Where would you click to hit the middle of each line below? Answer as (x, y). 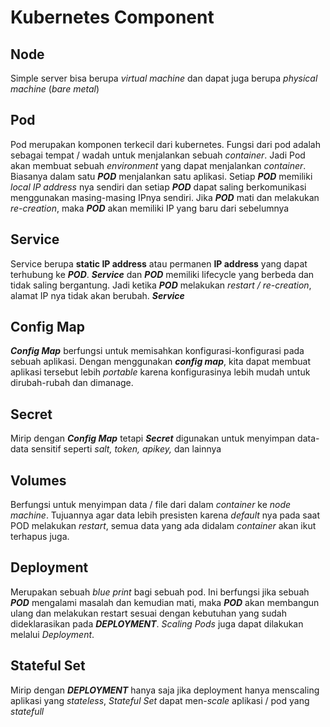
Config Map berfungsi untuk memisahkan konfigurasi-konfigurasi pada (157, 351)
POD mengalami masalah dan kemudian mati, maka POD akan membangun (165, 602)
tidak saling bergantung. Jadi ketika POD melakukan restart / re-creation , (161, 285)
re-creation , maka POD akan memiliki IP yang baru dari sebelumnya (150, 208)
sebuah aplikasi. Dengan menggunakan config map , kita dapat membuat (161, 362)
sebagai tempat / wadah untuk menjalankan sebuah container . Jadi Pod (158, 155)
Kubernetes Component (112, 17)
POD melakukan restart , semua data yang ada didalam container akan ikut (163, 526)
